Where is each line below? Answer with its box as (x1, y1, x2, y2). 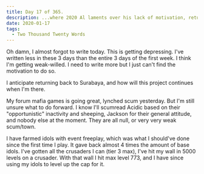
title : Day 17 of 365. (6, 8, 64, 15)
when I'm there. (6, 85, 46, 93)
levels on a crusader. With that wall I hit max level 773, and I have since (6, 154, 184, 161)
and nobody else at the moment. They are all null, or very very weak (6, 116, 177, 124)
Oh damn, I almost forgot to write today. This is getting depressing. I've (6, 48, 184, 55)
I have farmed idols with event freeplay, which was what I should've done (6, 135, 190, 142)
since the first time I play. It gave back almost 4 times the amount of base (6, 141, 190, 149)
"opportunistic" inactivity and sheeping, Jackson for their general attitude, (6, 110, 192, 118)
